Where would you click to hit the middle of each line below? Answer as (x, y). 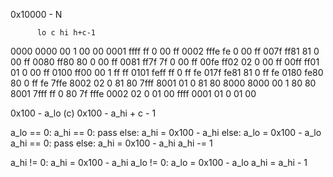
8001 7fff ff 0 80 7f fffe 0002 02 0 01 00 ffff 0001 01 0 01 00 (133, 93)
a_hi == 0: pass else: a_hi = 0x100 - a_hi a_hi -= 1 (111, 143)
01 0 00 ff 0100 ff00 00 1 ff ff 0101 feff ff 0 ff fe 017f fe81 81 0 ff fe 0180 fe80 (167, 72)
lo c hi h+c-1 (66, 33)
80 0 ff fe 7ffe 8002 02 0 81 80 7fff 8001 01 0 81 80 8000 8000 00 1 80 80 (163, 83)
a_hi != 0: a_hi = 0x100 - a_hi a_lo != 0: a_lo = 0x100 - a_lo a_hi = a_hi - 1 (159, 162)
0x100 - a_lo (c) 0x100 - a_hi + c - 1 (83, 113)
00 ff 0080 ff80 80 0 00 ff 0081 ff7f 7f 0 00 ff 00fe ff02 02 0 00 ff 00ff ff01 (165, 62)
